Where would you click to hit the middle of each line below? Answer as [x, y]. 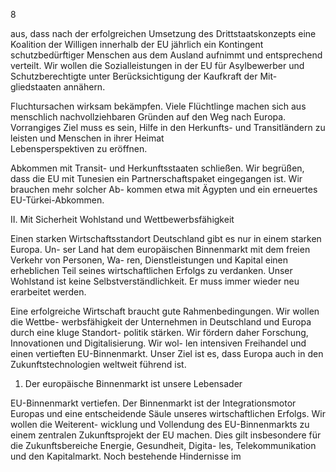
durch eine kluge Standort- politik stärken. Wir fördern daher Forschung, [159, 332]
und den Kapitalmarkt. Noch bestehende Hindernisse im [126, 456]
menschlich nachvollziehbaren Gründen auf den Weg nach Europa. [148, 117]
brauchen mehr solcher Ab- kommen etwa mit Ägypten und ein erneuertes [164, 189]
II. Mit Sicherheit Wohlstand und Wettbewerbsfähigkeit [122, 219]
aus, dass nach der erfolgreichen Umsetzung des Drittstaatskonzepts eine [163, 33]
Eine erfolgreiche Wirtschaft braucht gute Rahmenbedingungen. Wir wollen [165, 311]
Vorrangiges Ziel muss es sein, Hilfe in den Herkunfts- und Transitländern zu [168, 127]
